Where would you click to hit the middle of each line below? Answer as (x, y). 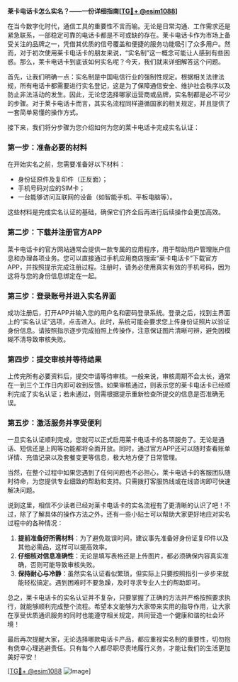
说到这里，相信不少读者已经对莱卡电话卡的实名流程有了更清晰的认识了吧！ (116, 505)
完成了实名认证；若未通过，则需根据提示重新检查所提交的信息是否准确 (115, 394)
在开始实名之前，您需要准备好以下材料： (66, 164)
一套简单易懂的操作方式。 (45, 112)
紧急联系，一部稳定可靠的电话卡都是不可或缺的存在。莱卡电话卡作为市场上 (116, 35)
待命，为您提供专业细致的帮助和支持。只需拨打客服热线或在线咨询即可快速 (122, 481)
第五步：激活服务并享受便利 (55, 423)
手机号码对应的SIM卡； (51, 188)
